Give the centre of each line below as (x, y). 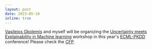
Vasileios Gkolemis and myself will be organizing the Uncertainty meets (76, 32)
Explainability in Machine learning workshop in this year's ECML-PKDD (75, 37)
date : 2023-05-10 (22, 14)
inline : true (18, 18)
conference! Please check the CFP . (40, 42)
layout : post (18, 9)
